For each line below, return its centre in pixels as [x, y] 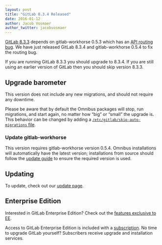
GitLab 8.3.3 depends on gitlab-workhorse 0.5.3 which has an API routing [79, 42]
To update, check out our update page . [45, 186]
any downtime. [20, 99]
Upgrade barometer [36, 82]
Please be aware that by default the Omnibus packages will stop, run [74, 109]
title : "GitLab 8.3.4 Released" [38, 14]
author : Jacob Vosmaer [28, 23]
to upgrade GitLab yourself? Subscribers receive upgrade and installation [79, 233]
